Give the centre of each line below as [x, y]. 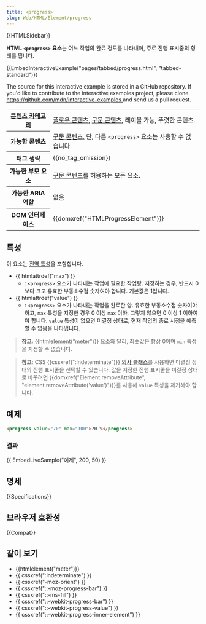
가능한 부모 [25, 171]
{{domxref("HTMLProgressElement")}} [109, 219]
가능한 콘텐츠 [28, 142]
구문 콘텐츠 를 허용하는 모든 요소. [97, 175]
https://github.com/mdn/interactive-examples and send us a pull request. [99, 100]
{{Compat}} [21, 532]
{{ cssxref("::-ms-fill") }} [46, 594]
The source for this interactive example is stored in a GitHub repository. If [99, 86]
